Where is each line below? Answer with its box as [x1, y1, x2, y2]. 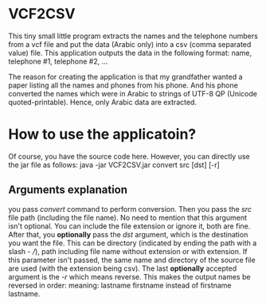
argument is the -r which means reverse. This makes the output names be [8, 272, 251, 281]
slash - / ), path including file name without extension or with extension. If [8, 246, 248, 256]
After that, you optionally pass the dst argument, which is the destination [8, 229, 248, 239]
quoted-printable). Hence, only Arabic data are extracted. [8, 97, 198, 107]
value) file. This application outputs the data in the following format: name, [8, 48, 252, 57]
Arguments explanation [8, 183, 128, 197]
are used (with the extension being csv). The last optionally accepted [8, 264, 237, 273]
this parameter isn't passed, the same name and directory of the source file [8, 255, 256, 264]
